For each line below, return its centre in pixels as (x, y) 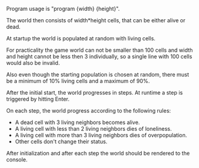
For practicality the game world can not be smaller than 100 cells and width (99, 50)
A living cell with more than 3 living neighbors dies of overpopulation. (101, 135)
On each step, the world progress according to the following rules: (89, 110)
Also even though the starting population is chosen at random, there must (98, 74)
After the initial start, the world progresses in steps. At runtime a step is (94, 92)
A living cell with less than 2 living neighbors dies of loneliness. (93, 129)
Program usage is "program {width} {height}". (63, 9)
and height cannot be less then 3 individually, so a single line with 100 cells (99, 56)
